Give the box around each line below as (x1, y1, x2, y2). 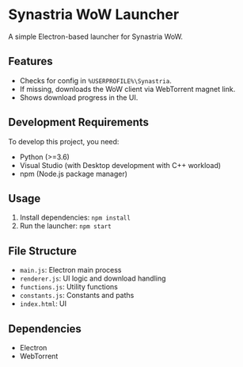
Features (8, 55, 53, 68)
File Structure (8, 244, 77, 258)
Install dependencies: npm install (19, 212, 131, 223)
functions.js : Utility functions (19, 282, 119, 292)
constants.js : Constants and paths (19, 291, 135, 300)
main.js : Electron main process (19, 266, 122, 275)
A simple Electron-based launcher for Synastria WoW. (8, 32, 184, 41)
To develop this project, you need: (8, 136, 120, 146)
